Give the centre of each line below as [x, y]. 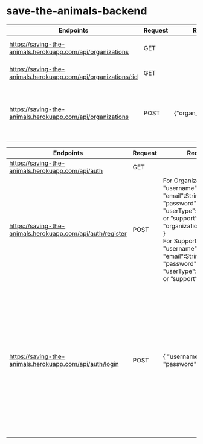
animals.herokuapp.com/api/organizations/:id [73, 77]
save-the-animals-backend [77, 11]
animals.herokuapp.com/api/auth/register [68, 233]
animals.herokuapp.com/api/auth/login [64, 364]
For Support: [181, 241]
